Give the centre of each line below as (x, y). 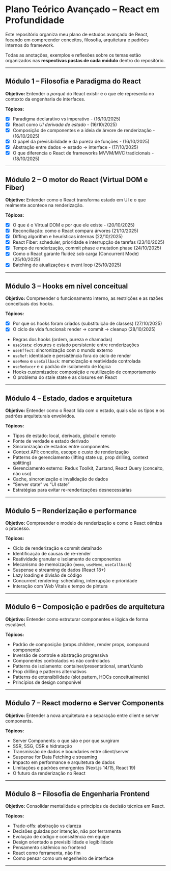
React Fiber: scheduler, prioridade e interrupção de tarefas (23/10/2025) (89, 242)
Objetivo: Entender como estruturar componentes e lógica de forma (77, 619)
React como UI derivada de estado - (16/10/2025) (65, 124)
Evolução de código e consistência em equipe (61, 837)
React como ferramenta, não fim (47, 853)
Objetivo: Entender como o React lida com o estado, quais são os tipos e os (85, 411)
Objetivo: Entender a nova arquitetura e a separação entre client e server (82, 715)
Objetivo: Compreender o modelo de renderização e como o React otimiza (84, 523)
